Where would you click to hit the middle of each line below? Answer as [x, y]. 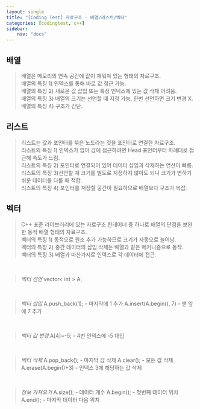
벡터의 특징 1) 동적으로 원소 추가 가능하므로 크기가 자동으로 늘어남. [98, 239]
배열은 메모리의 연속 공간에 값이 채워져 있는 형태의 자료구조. [91, 75]
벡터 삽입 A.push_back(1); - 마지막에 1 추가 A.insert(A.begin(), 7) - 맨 [104, 303]
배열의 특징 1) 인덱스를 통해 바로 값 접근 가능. [73, 83]
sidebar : [17, 29]
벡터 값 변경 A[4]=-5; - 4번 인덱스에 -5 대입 [73, 335]
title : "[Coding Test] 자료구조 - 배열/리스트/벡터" [67, 17]
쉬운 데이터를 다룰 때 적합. [52, 180]
